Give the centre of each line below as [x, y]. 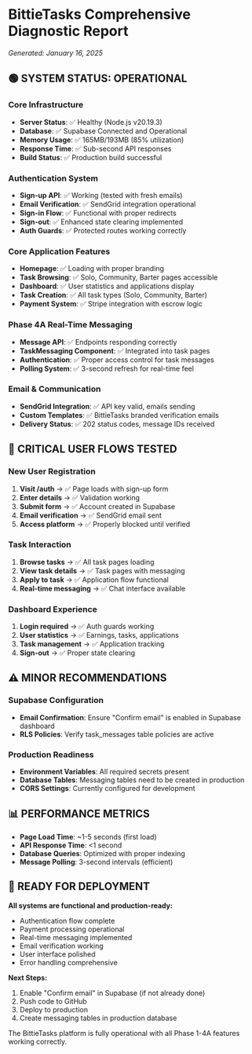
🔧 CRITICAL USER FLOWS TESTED [93, 449]
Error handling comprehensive [68, 962]
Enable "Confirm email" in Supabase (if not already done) [112, 993]
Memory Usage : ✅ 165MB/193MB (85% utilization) [102, 140]
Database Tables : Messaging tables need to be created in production [132, 780]
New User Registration [52, 471]
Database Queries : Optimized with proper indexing [102, 853]
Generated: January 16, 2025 [56, 53]
